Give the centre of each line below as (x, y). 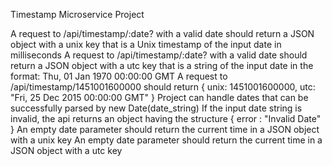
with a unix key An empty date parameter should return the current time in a (166, 140)
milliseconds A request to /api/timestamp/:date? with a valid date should (159, 55)
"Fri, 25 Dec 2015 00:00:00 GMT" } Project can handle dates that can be (159, 97)
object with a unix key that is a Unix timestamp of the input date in (146, 44)
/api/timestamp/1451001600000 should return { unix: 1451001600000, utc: (163, 87)
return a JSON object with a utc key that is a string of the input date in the (162, 65)
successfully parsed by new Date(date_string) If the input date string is (156, 108)
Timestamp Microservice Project (77, 14)
